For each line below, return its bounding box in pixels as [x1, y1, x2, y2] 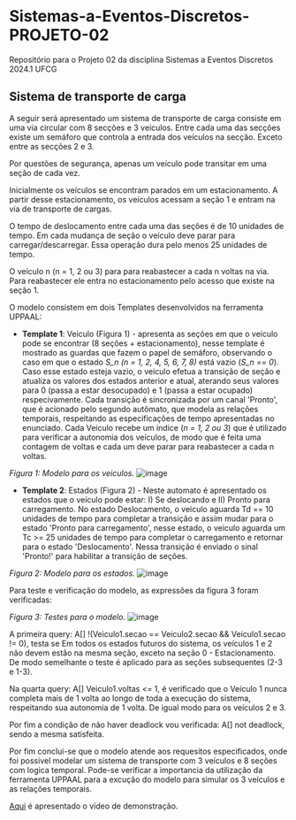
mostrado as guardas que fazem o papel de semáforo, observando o [21, 347, 272, 357]
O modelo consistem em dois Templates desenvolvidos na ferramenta [9, 302, 263, 312]
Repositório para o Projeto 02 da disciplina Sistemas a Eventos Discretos [9, 54, 274, 65]
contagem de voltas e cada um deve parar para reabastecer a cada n [21, 441, 275, 452]
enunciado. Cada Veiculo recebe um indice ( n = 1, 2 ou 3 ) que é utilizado [21, 422, 287, 433]
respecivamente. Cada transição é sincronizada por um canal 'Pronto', [21, 394, 278, 404]
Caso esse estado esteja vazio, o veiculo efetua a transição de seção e [21, 365, 281, 377]
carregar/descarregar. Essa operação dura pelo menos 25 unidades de [9, 239, 268, 249]
